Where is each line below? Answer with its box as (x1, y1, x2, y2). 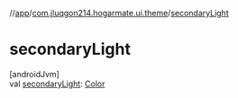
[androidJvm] (9, 68, 60, 79)
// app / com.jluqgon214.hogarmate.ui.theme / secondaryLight (9, 8, 229, 18)
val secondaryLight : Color (9, 78, 105, 89)
